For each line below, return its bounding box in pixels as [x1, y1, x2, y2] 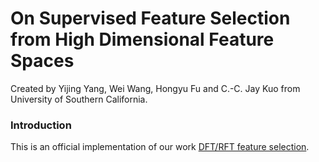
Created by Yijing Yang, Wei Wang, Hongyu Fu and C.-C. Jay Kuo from [10, 82, 301, 94]
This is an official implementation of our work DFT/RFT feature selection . [10, 141, 310, 153]
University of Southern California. [10, 93, 148, 105]
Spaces [10, 50, 75, 72]
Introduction [10, 118, 72, 132]
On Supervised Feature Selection [10, 7, 291, 30]
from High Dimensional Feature [10, 28, 275, 51]
